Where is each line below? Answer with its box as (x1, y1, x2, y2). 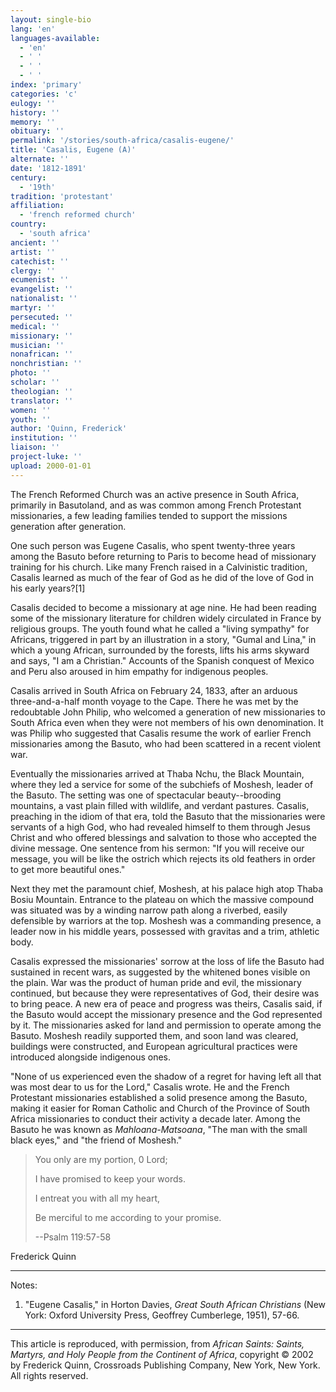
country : (10, 219, 47, 230)
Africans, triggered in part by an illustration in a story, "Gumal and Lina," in (10, 633, 317, 645)
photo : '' (10, 368, 52, 378)
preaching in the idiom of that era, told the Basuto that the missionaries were (10, 810, 326, 822)
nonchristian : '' (10, 359, 83, 369)
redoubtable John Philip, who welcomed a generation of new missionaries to (10, 706, 326, 718)
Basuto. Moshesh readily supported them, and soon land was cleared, (10, 1029, 299, 1041)
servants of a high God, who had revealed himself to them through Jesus (10, 821, 311, 833)
